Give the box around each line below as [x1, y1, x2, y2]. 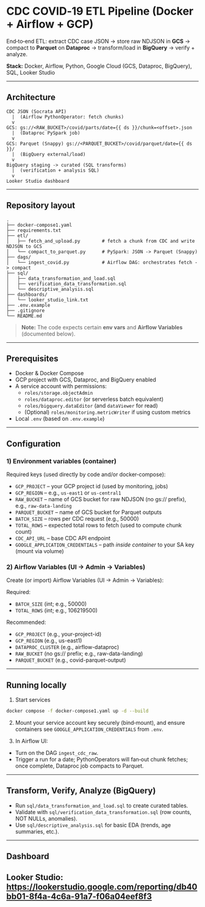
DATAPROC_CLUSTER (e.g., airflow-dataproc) [15, 644, 120, 651]
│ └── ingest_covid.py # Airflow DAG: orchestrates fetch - [6, 259, 198, 265]
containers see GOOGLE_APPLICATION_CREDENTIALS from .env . [15, 725, 164, 733]
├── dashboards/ [6, 292, 48, 298]
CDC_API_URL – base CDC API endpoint [15, 535, 111, 542]
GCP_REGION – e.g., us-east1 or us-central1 [15, 489, 121, 496]
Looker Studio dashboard [6, 178, 70, 184]
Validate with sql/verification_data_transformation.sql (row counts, [15, 808, 192, 815]
